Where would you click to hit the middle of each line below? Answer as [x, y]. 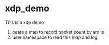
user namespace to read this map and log [55, 37]
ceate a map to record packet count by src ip [58, 32]
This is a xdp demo [25, 22]
